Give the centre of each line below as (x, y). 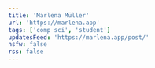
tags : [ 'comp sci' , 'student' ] (59, 30)
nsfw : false (28, 45)
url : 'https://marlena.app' (54, 23)
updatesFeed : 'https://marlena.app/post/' (79, 37)
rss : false (26, 52)
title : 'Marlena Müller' (49, 15)
